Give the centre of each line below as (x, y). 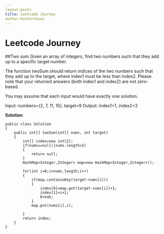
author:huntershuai (25, 19)
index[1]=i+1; (54, 193)
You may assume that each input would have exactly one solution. (72, 96)
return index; (37, 218)
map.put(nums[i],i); (52, 206)
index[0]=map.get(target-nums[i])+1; (79, 188)
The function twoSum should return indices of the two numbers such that (79, 71)
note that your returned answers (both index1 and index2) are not (71, 82)
